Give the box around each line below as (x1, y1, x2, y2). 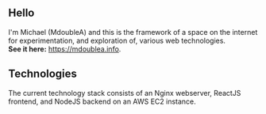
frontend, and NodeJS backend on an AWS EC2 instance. (8, 97, 196, 106)
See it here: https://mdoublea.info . (8, 44, 121, 54)
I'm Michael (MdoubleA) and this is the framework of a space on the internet (8, 27, 258, 36)
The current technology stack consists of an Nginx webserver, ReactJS (8, 88, 241, 97)
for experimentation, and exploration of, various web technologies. (8, 36, 226, 45)
